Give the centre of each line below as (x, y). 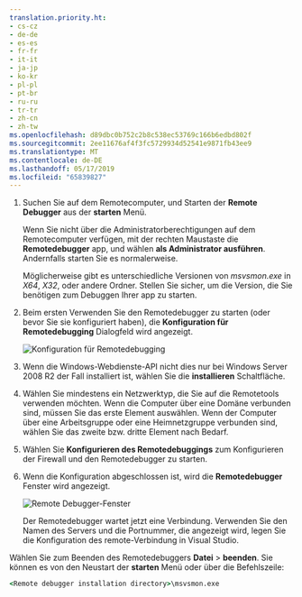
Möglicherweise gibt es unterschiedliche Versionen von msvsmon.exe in (156, 276)
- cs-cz (24, 26)
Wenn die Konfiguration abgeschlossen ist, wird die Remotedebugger (152, 477)
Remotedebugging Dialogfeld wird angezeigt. (108, 332)
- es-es (24, 43)
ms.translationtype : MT (54, 152)
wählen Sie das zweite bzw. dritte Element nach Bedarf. (125, 432)
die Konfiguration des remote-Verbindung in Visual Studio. (130, 540)
